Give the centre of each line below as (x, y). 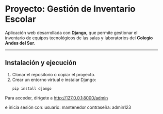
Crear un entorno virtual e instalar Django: (54, 80)
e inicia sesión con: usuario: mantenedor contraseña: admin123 (68, 107)
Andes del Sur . (20, 43)
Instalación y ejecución (41, 63)
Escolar (21, 19)
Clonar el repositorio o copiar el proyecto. (54, 74)
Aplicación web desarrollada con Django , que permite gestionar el (71, 33)
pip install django (32, 88)
